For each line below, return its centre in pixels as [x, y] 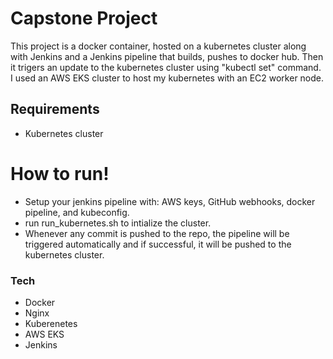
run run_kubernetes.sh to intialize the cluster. [118, 223]
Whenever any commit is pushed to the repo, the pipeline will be [157, 233]
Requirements [55, 109]
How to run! [60, 173]
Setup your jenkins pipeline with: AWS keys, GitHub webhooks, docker [170, 201]
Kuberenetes [51, 323]
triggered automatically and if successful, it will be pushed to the [158, 244]
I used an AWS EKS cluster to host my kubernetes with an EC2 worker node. [167, 78]
